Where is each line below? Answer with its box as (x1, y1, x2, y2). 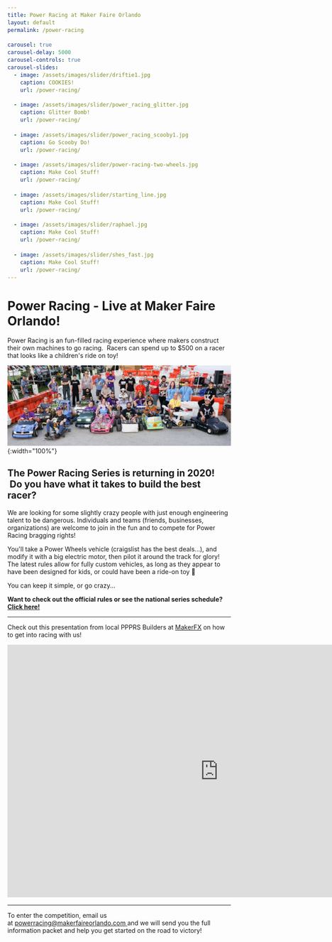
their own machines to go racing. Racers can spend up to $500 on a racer (7, 344, 226, 352)
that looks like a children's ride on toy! (7, 352, 118, 360)
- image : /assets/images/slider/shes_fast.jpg (13, 251, 154, 259)
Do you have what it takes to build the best (9, 478, 201, 490)
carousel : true (7, 41, 52, 49)
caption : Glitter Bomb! (20, 109, 91, 117)
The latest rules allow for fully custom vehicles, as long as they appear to (7, 560, 221, 568)
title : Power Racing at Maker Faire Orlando (7, 11, 141, 18)
